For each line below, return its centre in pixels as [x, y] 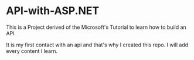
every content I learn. [32, 51]
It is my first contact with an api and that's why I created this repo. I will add [97, 45]
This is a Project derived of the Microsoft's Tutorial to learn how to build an [96, 27]
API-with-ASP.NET [53, 11]
